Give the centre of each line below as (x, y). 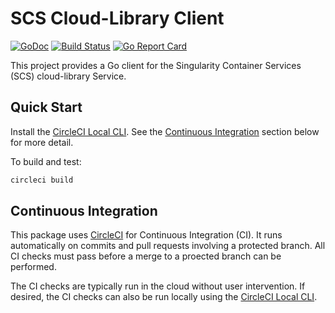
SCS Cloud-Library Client (117, 18)
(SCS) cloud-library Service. (68, 76)
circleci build (42, 180)
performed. (33, 267)
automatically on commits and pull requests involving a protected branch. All (168, 246)
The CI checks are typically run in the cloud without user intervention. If (158, 286)
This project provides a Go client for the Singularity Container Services (156, 65)
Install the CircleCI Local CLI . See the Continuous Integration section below (165, 131)
